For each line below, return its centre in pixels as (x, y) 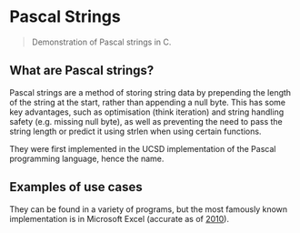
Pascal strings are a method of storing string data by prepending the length (150, 92)
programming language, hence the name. (87, 158)
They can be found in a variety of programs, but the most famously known (149, 209)
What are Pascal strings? (82, 71)
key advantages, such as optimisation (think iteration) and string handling (147, 112)
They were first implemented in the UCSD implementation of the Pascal (143, 148)
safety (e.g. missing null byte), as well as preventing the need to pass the (146, 121)
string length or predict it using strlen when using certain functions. (135, 131)
